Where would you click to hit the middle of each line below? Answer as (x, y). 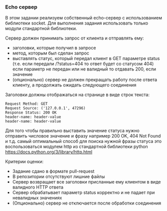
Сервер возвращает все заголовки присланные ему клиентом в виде (86, 182)
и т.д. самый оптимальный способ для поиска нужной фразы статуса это (83, 141)
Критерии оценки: (24, 161)
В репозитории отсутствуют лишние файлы (59, 176)
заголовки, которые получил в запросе (54, 48)
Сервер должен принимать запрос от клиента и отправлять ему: (75, 38)
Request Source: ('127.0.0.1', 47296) (45, 108)
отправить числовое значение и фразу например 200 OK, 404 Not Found (83, 136)
